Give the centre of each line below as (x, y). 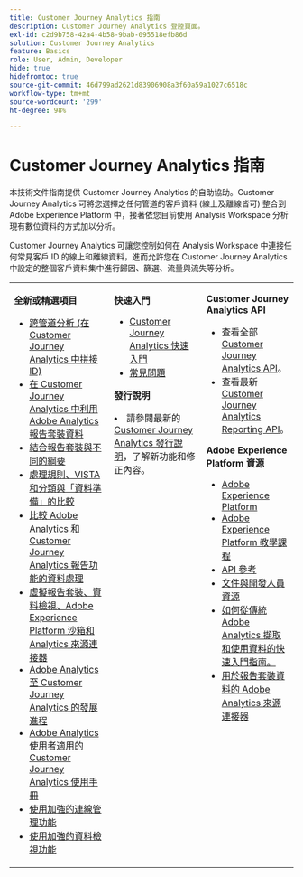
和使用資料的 (249, 649)
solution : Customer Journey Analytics (82, 43)
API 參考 (239, 570)
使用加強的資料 (61, 836)
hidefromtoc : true (44, 77)
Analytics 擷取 (252, 636)
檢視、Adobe (66, 606)
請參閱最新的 (153, 419)
